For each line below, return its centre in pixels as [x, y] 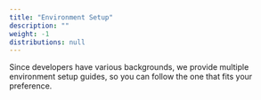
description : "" [39, 26]
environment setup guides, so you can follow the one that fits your [131, 77]
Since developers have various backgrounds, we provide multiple [129, 67]
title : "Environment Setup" [61, 17]
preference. [31, 86]
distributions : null [48, 42]
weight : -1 [29, 34]
